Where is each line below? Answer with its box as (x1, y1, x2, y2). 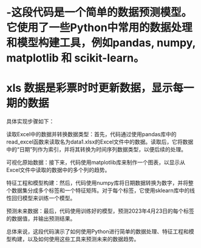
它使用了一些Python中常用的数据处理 (6, 21, 192, 35)
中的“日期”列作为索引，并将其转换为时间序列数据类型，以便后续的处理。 (6, 146, 187, 153)
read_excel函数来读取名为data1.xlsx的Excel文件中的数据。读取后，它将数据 (6, 138, 194, 146)
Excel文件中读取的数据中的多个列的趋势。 (6, 167, 111, 174)
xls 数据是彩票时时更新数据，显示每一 (6, 81, 194, 95)
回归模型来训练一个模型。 (11, 195, 76, 202)
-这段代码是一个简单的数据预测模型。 (6, 5, 192, 19)
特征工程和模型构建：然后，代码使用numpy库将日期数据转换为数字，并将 (6, 179, 188, 187)
